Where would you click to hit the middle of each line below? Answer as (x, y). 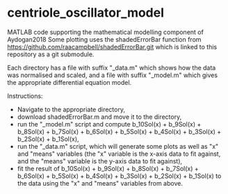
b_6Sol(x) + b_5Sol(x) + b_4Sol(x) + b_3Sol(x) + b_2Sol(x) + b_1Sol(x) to (119, 176)
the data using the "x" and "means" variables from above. (100, 183)
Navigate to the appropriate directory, (71, 109)
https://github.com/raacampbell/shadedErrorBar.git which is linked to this (112, 47)
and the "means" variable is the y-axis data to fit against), (100, 161)
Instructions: (25, 96)
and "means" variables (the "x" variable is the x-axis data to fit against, (119, 154)
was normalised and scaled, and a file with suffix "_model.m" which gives (112, 75)
